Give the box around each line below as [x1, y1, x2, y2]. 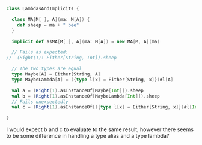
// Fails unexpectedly [11, 99, 69, 105]
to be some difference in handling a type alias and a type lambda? [6, 132, 170, 140]
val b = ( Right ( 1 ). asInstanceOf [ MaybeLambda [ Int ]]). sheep [11, 93, 161, 99]
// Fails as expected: [11, 49, 69, 55]
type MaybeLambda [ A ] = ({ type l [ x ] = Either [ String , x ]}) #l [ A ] [11, 77, 174, 83]
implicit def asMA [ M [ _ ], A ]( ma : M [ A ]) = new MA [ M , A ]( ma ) [11, 38, 161, 44]
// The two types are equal [11, 66, 82, 72]
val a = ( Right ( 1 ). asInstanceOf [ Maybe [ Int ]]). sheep [11, 87, 144, 93]
